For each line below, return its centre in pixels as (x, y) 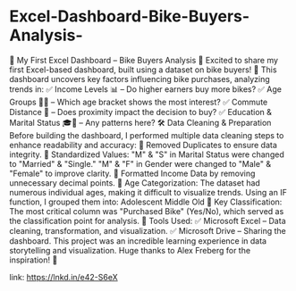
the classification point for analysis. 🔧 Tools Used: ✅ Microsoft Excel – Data (148, 220)
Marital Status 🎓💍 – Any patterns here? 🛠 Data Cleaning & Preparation (140, 122)
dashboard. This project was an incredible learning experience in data (138, 241)
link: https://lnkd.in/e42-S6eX (63, 277)
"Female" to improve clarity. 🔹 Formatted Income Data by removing (132, 173)
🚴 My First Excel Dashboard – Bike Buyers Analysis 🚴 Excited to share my (144, 60)
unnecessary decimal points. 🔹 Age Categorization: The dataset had (135, 183)
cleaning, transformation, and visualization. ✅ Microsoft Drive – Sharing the (148, 230)
